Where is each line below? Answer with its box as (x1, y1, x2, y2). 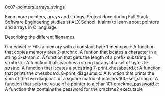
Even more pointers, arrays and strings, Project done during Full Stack (5, 14, 149, 19)
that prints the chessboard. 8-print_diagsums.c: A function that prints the (5, 70, 155, 76)
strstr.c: (5, 65, 21, 71)
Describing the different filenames (5, 34, 75, 40)
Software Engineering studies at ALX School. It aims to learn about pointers (5, 19, 159, 25)
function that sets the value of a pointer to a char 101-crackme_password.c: (5, 81, 160, 87)
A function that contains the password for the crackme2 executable (5, 86, 143, 92)
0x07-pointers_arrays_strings (5, 4, 65, 10)
